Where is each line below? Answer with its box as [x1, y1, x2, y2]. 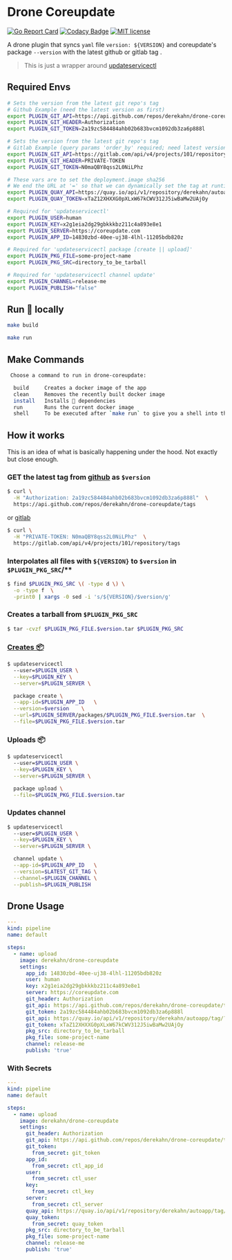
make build [7, 322, 39, 329]
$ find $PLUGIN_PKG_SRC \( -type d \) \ [7, 580, 126, 587]
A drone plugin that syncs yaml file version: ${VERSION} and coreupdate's [7, 40, 217, 48]
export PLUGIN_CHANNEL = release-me [7, 278, 107, 285]
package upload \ [13, 785, 64, 792]
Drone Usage [7, 900, 64, 912]
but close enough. [7, 455, 59, 464]
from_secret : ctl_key [32, 1188, 95, 1195]
